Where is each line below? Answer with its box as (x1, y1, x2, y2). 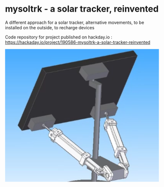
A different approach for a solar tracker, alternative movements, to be (5, 19, 144, 25)
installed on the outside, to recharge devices (5, 24, 95, 30)
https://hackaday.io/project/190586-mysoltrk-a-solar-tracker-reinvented (5, 39, 150, 45)
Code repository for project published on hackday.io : (5, 34, 112, 40)
